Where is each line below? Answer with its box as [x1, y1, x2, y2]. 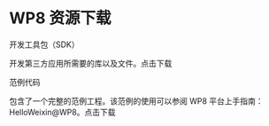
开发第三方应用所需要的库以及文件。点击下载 [9, 58, 173, 68]
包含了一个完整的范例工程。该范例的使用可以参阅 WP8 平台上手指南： [9, 95, 264, 106]
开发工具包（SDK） [9, 39, 80, 50]
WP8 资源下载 [9, 8, 112, 28]
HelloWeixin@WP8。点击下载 [9, 106, 116, 117]
